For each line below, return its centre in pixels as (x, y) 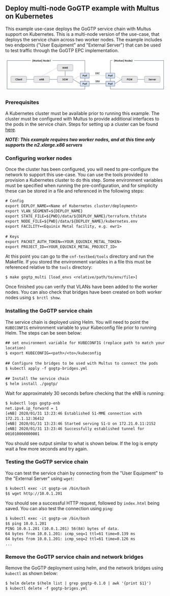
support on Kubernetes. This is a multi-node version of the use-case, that (82, 34)
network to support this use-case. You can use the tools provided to (77, 175)
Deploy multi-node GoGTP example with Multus (82, 8)
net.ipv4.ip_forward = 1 (32, 408)
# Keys (12, 237)
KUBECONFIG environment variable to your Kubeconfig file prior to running (81, 327)
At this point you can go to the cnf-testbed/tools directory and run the (80, 256)
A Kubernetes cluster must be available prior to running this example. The (82, 113)
